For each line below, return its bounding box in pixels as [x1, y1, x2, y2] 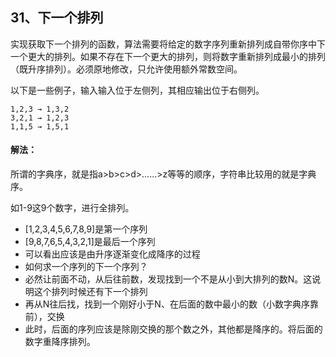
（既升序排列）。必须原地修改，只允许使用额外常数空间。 [10, 63, 243, 75]
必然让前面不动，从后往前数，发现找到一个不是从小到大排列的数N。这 [24, 273, 313, 285]
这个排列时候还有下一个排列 [33, 286, 148, 298]
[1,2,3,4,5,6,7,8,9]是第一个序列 [24, 223, 148, 235]
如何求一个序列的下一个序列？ [24, 261, 148, 273]
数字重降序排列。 [24, 336, 96, 348]
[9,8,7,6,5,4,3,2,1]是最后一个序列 [24, 236, 156, 248]
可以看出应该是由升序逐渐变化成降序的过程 [24, 248, 201, 260]
